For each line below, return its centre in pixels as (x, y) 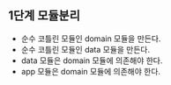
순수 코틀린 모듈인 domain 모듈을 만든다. (91, 39)
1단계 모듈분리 (44, 16)
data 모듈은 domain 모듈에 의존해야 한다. (92, 60)
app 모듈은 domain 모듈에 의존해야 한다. (90, 71)
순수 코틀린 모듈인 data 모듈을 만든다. (85, 49)
